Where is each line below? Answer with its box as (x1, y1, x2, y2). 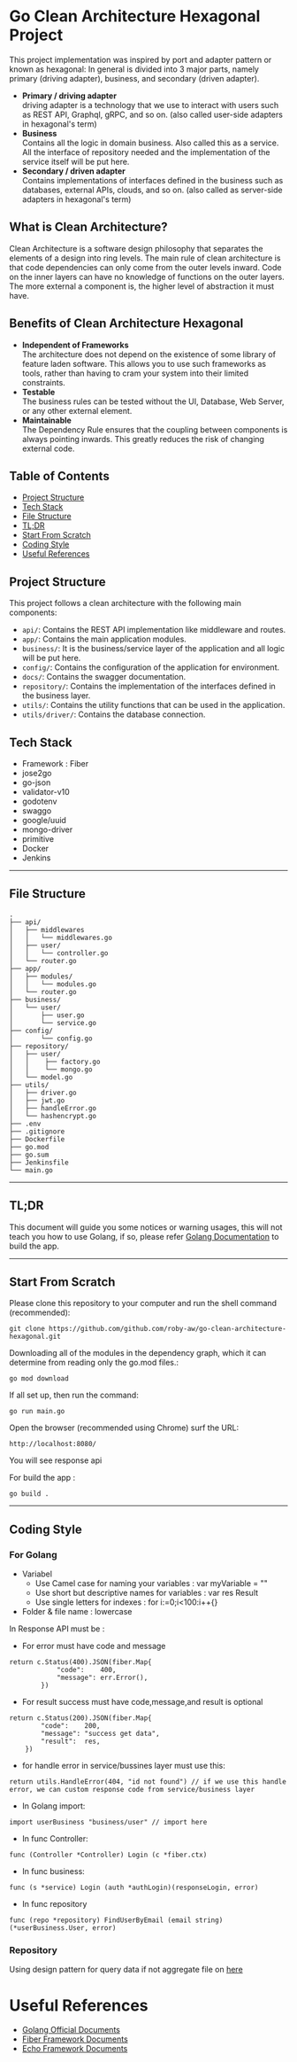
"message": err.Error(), (56, 1673, 148, 1683)
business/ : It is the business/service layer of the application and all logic (21, 643, 286, 654)
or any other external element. (21, 405, 133, 416)
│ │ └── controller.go (9, 948, 109, 958)
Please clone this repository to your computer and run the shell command (9, 1298, 277, 1309)
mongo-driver (21, 824, 73, 835)
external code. (21, 443, 75, 454)
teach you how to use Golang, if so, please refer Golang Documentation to (9, 1231, 279, 1241)
